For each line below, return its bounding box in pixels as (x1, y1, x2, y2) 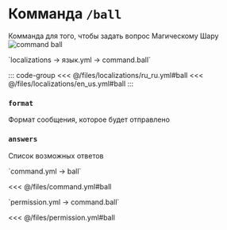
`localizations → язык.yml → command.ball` (8, 55, 151, 64)
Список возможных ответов (8, 150, 105, 160)
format (8, 99, 34, 107)
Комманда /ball (8, 5, 122, 23)
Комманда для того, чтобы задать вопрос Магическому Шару (8, 31, 219, 41)
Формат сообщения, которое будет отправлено (8, 115, 171, 124)
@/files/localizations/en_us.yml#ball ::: (8, 79, 134, 88)
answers (8, 134, 38, 144)
